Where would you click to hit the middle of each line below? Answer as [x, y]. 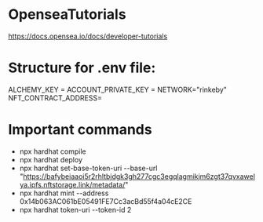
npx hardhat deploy [51, 159]
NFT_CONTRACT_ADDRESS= [55, 98]
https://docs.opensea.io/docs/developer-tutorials [88, 36]
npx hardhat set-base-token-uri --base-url [88, 168]
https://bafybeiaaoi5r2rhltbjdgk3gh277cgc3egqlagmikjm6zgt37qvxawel [139, 176]
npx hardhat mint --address [64, 193]
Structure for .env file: [82, 68]
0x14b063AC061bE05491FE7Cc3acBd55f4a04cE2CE [106, 201]
